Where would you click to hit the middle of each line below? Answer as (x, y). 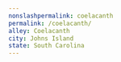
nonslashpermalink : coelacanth (61, 16)
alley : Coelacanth (39, 31)
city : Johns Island (41, 38)
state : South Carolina (46, 46)
